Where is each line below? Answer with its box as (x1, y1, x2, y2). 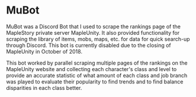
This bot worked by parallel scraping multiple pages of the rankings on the (6, 59, 188, 66)
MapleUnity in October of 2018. (6, 48, 83, 55)
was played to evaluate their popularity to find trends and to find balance (6, 78, 184, 85)
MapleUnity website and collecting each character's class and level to (6, 65, 177, 72)
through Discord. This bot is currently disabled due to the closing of (6, 42, 172, 49)
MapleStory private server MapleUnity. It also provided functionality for (6, 29, 179, 36)
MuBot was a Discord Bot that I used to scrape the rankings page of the (6, 23, 181, 30)
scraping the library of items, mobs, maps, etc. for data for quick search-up (6, 35, 191, 42)
